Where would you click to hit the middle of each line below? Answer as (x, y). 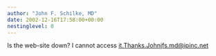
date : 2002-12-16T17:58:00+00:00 (55, 20)
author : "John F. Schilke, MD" (52, 13)
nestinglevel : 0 (30, 26)
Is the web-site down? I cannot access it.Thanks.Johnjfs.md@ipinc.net (108, 46)
